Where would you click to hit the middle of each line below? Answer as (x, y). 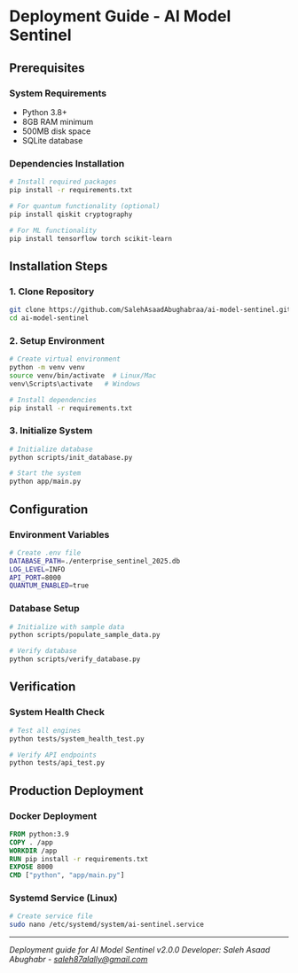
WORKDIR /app (33, 851)
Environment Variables (59, 534)
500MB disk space (56, 131)
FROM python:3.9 (39, 834)
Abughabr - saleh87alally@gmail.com (78, 960)
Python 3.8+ (45, 112)
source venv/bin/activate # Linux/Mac (83, 375)
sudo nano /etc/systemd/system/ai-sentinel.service (106, 925)
